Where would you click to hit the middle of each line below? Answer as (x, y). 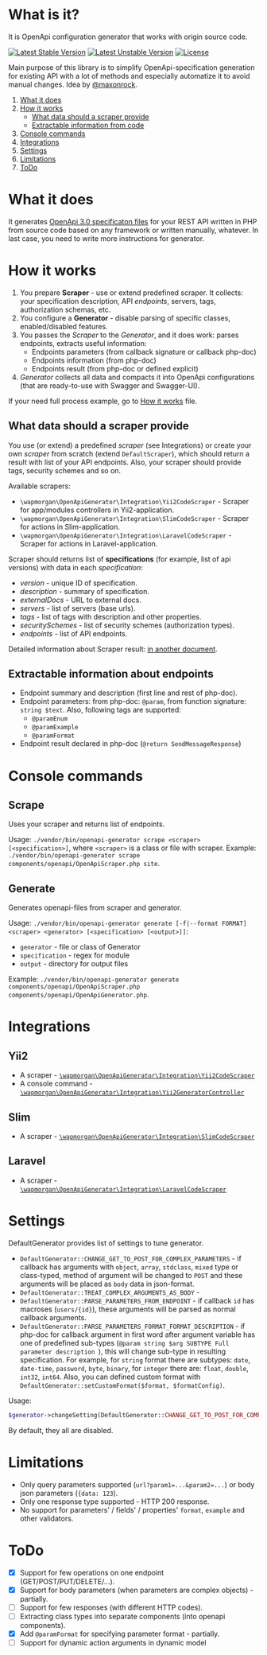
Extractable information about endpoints (111, 674)
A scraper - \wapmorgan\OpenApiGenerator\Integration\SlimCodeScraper (137, 1136)
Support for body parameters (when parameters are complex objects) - (137, 1590)
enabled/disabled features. (64, 326)
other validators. (46, 1518)
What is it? (44, 15)
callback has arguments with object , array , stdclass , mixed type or (129, 1267)
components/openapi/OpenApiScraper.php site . (84, 864)
